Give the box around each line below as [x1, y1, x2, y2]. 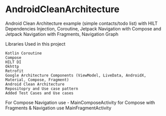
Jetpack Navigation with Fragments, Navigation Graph [5, 31, 119, 37]
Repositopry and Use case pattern [5, 86, 79, 91]
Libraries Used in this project [5, 41, 66, 47]
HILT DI [5, 59, 22, 64]
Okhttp [5, 64, 19, 69]
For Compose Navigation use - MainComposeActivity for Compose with [5, 99, 155, 105]
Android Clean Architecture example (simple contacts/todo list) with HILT [5, 20, 158, 26]
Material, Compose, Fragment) [5, 77, 70, 82]
